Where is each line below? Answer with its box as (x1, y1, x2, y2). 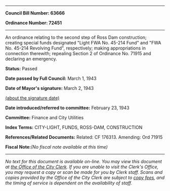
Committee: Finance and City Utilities (5, 115, 84, 120)
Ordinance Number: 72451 (5, 20, 62, 26)
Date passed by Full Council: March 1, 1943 (5, 75, 97, 81)
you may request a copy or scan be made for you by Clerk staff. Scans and (5, 169, 163, 175)
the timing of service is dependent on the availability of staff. (5, 180, 133, 186)
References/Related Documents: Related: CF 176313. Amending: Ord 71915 (5, 134, 163, 140)
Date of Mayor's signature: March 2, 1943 (5, 85, 94, 91)
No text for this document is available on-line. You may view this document (5, 159, 162, 164)
